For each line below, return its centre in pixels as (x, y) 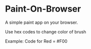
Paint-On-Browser (43, 9)
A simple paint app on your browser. (42, 22)
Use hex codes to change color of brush (46, 32)
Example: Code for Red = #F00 (36, 41)
